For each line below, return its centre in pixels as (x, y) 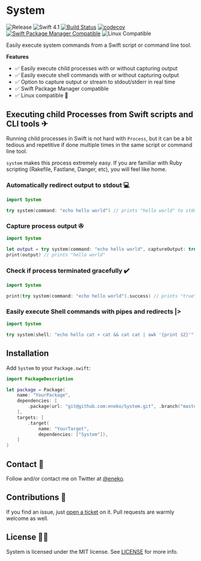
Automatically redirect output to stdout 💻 (68, 185)
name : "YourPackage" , (44, 395)
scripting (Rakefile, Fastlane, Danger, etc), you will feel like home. (86, 169)
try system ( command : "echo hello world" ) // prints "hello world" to (95, 211)
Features (17, 56)
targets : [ (31, 418)
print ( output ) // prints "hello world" (56, 255)
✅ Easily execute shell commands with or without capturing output (97, 75)
